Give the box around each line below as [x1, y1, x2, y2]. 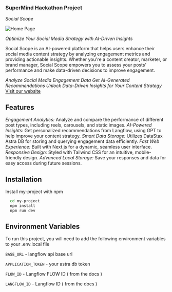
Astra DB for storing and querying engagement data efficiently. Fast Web [5, 138, 160, 144]
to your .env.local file [5, 241, 50, 247]
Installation [5, 175, 42, 183]
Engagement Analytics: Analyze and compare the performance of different [5, 117, 164, 123]
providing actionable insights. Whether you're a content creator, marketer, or [5, 56, 167, 62]
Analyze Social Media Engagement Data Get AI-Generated [5, 77, 130, 84]
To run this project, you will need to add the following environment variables [5, 236, 166, 242]
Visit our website [5, 88, 41, 94]
